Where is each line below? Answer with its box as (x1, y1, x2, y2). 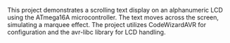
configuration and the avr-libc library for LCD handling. (7, 28, 166, 36)
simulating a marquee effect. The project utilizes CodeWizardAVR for (7, 21, 207, 28)
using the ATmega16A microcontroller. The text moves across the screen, (7, 13, 219, 21)
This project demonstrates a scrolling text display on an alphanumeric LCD (7, 6, 224, 14)
